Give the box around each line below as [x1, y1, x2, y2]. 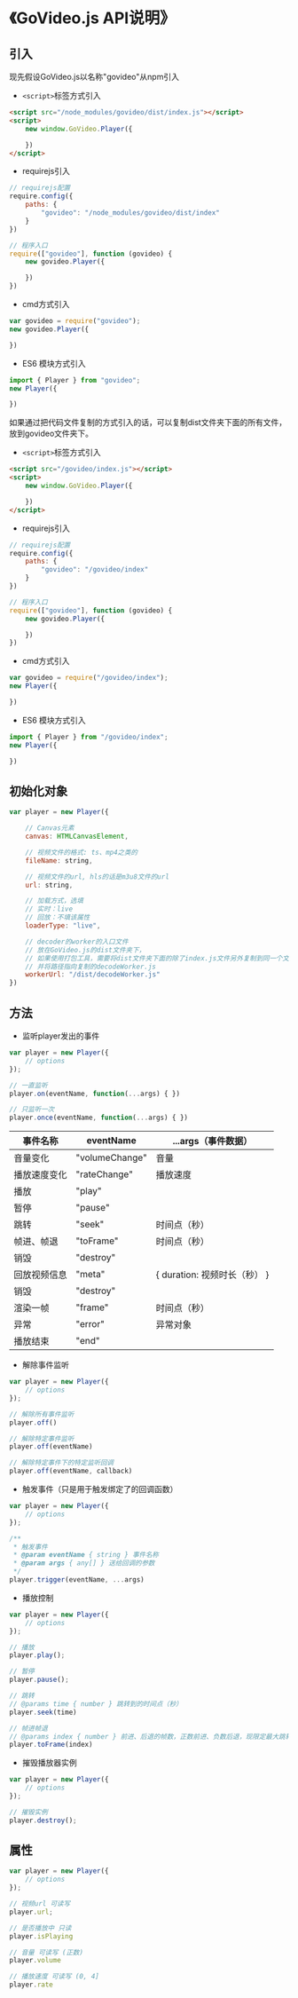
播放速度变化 [13, 1169, 68, 1181]
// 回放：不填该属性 [25, 913, 90, 922]
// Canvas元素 [25, 824, 74, 833]
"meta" [75, 1268, 106, 1281]
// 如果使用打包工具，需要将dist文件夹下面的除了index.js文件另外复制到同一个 [25, 953, 283, 963]
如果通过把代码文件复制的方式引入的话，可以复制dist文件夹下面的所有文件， [9, 417, 286, 428]
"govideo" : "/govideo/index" [41, 565, 149, 574]
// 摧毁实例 [9, 1807, 49, 1816]
